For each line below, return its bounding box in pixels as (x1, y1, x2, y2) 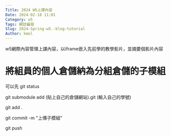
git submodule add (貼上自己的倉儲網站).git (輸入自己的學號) (5, 94, 131, 100)
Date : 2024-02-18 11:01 (5, 12, 56, 17)
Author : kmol (5, 31, 33, 36)
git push (5, 125, 23, 131)
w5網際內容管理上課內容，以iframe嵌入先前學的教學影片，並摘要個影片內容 (5, 46, 163, 51)
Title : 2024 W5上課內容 (5, 7, 52, 13)
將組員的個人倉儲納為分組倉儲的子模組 (5, 66, 166, 77)
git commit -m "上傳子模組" (5, 115, 63, 121)
